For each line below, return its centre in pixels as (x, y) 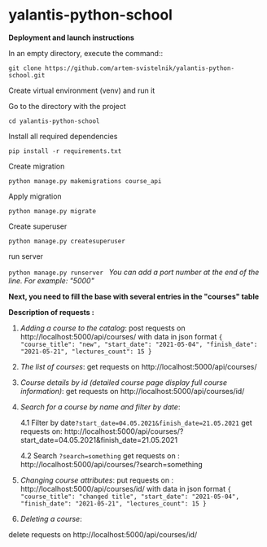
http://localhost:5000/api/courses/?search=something (112, 464)
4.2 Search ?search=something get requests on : (100, 455)
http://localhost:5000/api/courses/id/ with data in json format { (126, 488)
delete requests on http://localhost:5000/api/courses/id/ (103, 534)
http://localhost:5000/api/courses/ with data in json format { (121, 336)
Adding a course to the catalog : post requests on (103, 328)
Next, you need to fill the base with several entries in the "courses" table (134, 296)
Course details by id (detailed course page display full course (124, 382)
